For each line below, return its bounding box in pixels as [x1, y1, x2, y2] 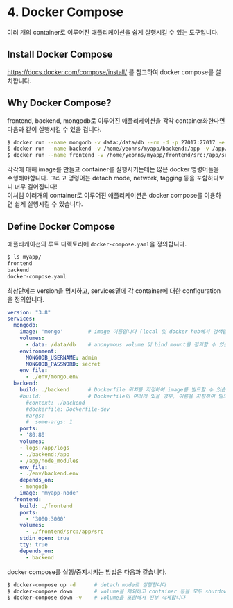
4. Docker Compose [7, 4, 123, 20]
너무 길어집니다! [14, 183, 58, 191]
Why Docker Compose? [7, 97, 112, 109]
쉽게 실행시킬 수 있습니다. [14, 200, 83, 208]
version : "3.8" [7, 309, 51, 316]
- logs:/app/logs [19, 444, 70, 451]
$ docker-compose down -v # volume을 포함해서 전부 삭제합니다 [7, 594, 186, 601]
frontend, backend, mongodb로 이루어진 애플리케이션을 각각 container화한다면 [7, 116, 225, 125]
